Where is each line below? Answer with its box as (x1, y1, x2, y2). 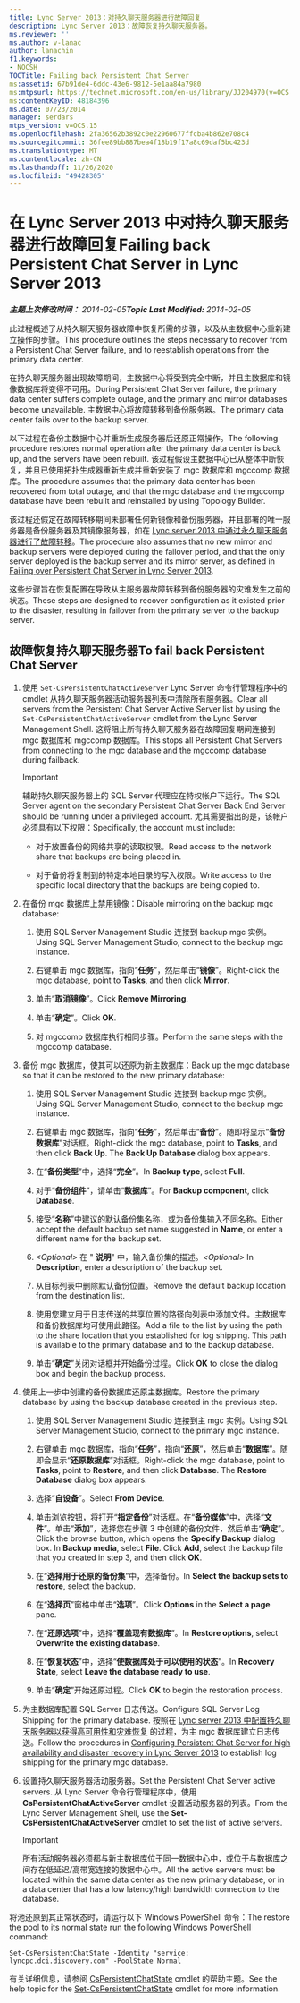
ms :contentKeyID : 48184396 (9, 96, 110, 106)
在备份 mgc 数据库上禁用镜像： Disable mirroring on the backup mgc (21, 899, 274, 908)
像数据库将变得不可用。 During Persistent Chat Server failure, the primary (9, 384, 278, 395)
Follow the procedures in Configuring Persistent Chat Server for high (37, 1737, 291, 1748)
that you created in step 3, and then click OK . (35, 1552, 203, 1563)
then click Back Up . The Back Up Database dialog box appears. (35, 1147, 271, 1158)
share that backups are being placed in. (35, 851, 182, 862)
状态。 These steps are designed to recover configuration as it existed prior (9, 595, 286, 606)
